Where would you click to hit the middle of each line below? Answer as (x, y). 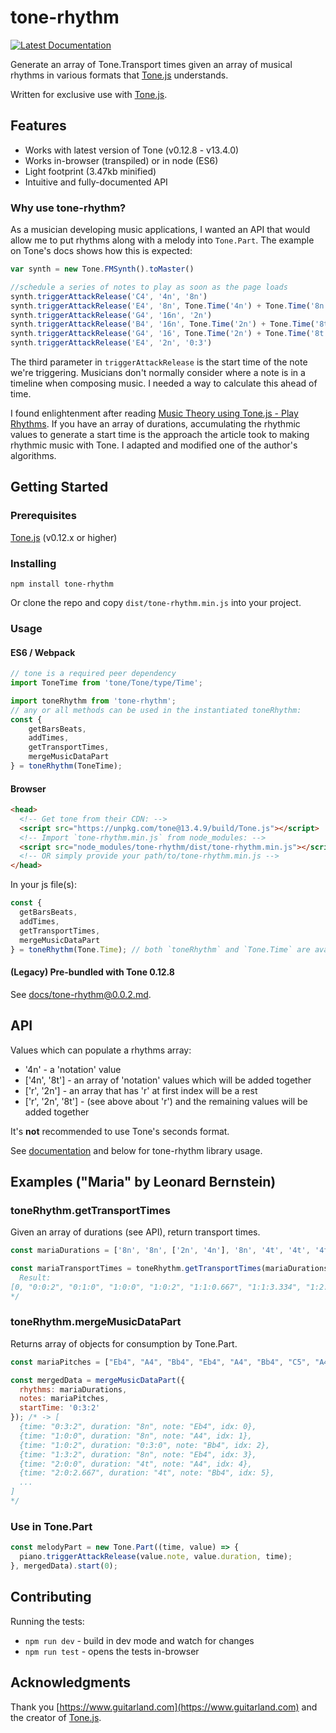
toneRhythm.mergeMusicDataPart (96, 1322)
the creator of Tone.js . (56, 1717)
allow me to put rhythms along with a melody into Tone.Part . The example (162, 240)
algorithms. (33, 456)
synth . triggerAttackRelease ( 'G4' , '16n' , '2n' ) (111, 315)
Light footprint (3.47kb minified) (90, 171)
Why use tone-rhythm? (68, 208)
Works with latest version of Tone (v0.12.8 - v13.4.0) (132, 150)
